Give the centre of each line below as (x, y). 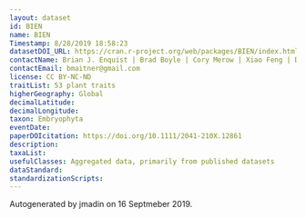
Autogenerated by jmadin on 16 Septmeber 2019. (101, 204)
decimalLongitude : (44, 111)
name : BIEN (30, 35)
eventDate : (30, 128)
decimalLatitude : (42, 102)
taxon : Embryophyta (46, 119)
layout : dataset (40, 18)
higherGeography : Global (56, 94)
